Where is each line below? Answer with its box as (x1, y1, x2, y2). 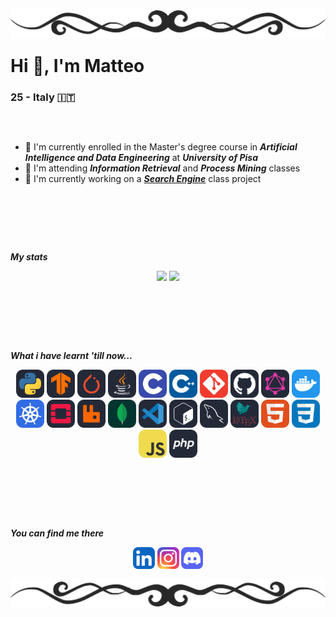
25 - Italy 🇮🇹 (10, 90, 76, 104)
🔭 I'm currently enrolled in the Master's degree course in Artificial (24, 140, 298, 153)
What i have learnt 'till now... (10, 350, 133, 362)
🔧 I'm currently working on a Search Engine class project (24, 172, 262, 184)
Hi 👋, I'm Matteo (10, 55, 145, 78)
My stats (10, 250, 48, 263)
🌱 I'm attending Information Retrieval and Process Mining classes (24, 162, 301, 174)
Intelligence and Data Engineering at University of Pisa (24, 151, 259, 163)
